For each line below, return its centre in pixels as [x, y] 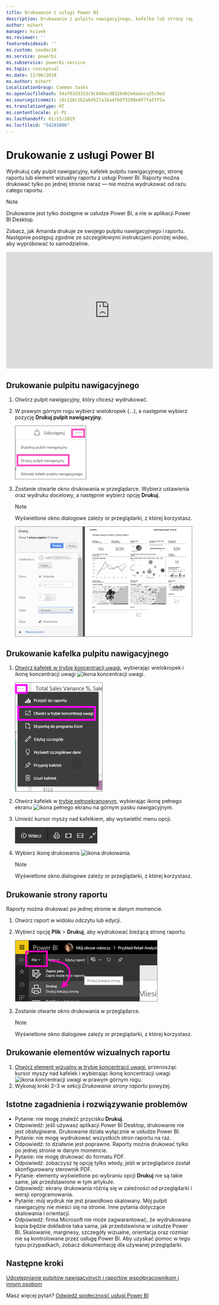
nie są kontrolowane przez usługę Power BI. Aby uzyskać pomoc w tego [102, 1238]
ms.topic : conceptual [33, 69]
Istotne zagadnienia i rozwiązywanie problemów [97, 1104]
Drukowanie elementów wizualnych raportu [88, 1053]
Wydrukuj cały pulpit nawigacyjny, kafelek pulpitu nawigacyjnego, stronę [94, 171]
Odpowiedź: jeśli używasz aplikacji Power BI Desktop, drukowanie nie [99, 1125]
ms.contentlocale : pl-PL [37, 113]
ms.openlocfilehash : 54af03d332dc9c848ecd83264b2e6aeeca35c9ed [86, 94]
